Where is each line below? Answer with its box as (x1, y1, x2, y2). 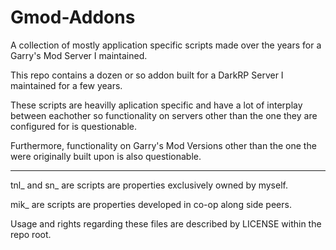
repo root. (10, 228, 52, 240)
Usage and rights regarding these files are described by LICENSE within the (10, 217, 322, 230)
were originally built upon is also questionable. (10, 150, 202, 162)
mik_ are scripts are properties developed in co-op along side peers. (10, 198, 292, 210)
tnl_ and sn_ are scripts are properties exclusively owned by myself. (10, 179, 288, 191)
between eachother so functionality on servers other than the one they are (10, 109, 318, 121)
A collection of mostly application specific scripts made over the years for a (10, 39, 322, 51)
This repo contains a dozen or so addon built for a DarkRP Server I (10, 69, 284, 81)
